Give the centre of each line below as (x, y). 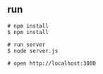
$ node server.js (33, 51)
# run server (26, 44)
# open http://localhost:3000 (52, 63)
